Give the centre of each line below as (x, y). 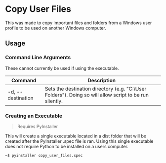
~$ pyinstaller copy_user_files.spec (44, 155)
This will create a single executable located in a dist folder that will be (76, 136)
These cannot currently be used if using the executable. (62, 68)
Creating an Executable (34, 116)
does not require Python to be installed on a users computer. (67, 146)
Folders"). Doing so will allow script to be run (97, 95)
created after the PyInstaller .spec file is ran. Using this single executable (79, 141)
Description (102, 80)
